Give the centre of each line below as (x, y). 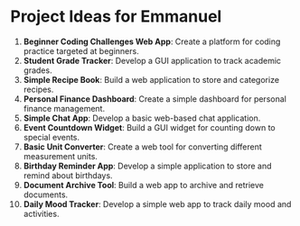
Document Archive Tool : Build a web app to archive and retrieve (144, 185)
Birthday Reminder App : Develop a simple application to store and (147, 166)
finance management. (64, 108)
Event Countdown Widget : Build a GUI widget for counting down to (149, 127)
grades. (37, 70)
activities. (41, 213)
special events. (52, 137)
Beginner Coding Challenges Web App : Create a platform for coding (152, 41)
